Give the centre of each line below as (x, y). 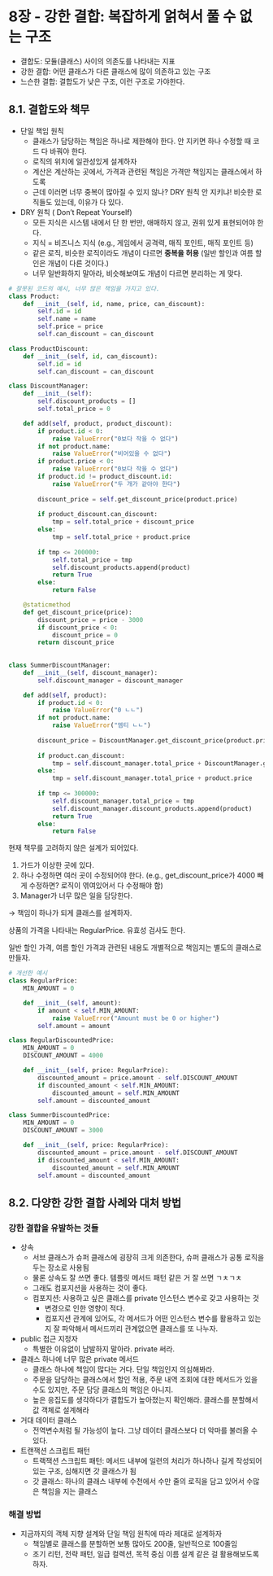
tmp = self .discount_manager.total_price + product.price (152, 778)
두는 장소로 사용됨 (61, 1267)
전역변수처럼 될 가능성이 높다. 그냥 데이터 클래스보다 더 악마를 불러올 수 (145, 1430)
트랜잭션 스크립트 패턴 (55, 1451)
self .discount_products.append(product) (121, 567)
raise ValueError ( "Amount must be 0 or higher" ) (136, 1018)
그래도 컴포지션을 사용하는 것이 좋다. (90, 1288)
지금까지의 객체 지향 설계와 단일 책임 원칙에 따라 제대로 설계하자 (121, 1534)
